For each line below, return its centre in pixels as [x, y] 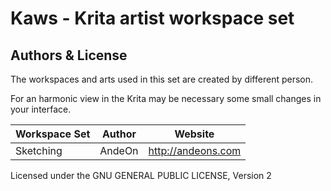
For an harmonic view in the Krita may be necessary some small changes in [166, 98]
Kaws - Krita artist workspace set [152, 18]
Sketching [39, 150]
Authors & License [69, 55]
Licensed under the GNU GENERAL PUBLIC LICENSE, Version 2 [141, 175]
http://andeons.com [195, 150]
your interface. [41, 109]
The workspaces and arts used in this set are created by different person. [162, 79]
